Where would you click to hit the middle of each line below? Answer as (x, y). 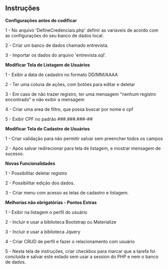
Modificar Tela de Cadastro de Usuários (48, 128)
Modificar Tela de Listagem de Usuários (48, 64)
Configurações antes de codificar (41, 20)
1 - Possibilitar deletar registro (36, 173)
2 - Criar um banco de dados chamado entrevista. (57, 45)
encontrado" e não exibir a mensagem (45, 99)
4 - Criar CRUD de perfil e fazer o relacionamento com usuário (70, 241)
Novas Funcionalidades (30, 163)
